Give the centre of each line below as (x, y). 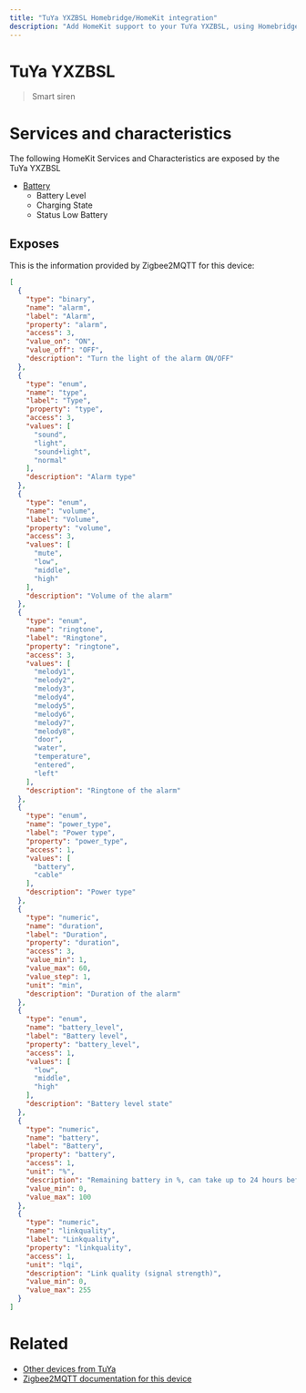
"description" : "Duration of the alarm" (103, 994)
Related (39, 1344)
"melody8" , (54, 731)
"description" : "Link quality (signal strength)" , (124, 1273)
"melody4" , (54, 698)
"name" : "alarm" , (59, 307)
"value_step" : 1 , (59, 977)
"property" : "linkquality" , (79, 1248)
